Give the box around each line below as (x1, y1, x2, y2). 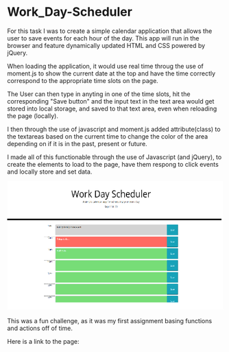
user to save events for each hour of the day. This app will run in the (7, 34, 200, 42)
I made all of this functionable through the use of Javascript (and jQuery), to (7, 152, 222, 161)
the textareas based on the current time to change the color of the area (7, 132, 208, 141)
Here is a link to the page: (7, 337, 80, 345)
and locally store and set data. (7, 167, 93, 176)
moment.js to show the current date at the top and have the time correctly (7, 69, 216, 78)
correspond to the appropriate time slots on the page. (7, 76, 159, 84)
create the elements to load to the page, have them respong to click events (7, 160, 219, 168)
